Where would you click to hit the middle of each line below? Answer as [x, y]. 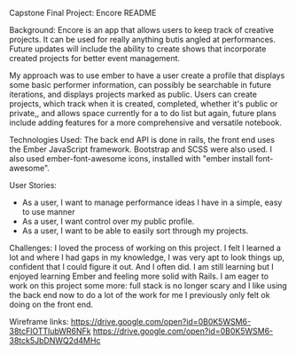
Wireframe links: [39, 322]
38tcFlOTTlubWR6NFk [50, 331]
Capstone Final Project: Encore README [83, 13]
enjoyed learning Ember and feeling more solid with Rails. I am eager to [139, 276]
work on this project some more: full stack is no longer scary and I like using [148, 286]
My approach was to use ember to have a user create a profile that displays [147, 75]
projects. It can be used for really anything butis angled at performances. [143, 39]
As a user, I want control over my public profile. [108, 221]
